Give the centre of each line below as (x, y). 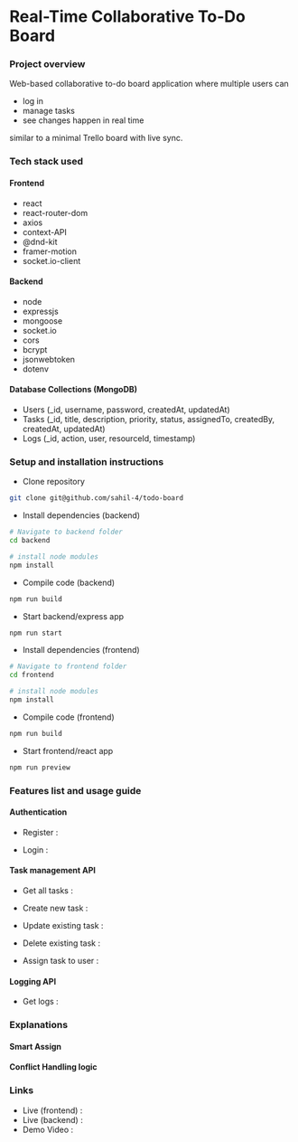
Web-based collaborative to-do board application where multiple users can (149, 84)
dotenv (36, 369)
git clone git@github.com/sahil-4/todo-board (96, 498)
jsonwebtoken (48, 359)
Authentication (38, 812)
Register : (40, 832)
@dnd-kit (40, 241)
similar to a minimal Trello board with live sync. (96, 138)
